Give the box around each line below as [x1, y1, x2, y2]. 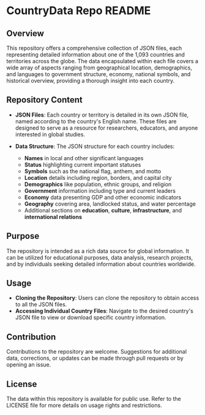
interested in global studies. [15, 130, 86, 138]
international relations [24, 213, 83, 220]
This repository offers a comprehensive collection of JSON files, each [6, 44, 182, 52]
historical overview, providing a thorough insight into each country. [6, 77, 175, 84]
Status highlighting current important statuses [24, 161, 141, 168]
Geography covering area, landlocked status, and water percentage [24, 200, 196, 207]
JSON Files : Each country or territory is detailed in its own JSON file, [15, 111, 189, 118]
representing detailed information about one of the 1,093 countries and [6, 51, 185, 58]
